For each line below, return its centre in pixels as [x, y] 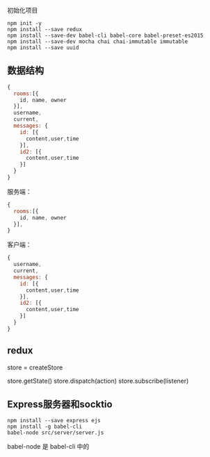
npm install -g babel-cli [45, 427]
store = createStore [35, 367]
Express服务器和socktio [60, 405]
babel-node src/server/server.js [56, 433]
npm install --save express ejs [54, 421]
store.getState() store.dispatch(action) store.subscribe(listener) [98, 381]
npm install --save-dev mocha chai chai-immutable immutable [98, 42]
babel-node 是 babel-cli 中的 [48, 447]
